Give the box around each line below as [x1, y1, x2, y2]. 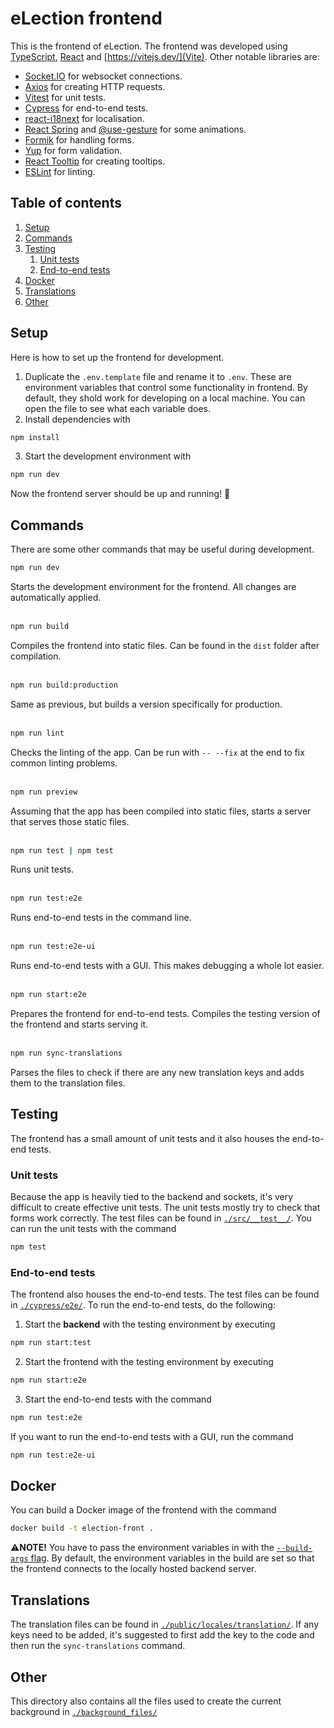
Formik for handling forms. [24, 133, 135, 146]
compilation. [10, 650, 62, 662]
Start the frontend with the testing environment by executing [24, 1356, 274, 1368]
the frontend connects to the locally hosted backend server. [10, 1563, 257, 1575]
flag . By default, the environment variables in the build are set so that [30, 1552, 315, 1564]
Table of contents [10, 195, 122, 212]
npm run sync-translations [10, 1048, 123, 1058]
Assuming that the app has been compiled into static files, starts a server [10, 805, 312, 817]
